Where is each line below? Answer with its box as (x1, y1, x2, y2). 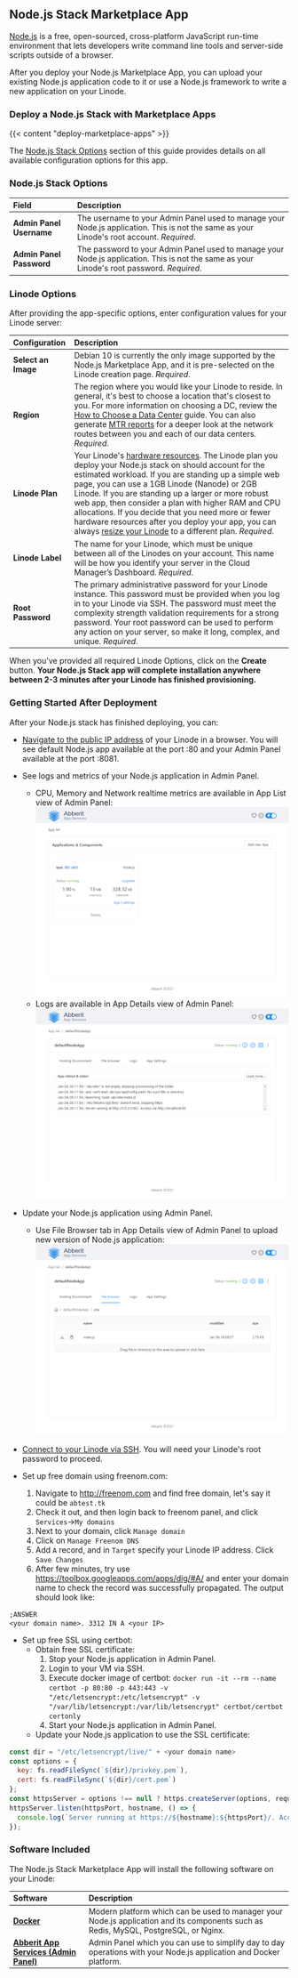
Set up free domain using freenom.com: (21, 1470, 169, 1481)
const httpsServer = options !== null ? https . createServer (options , (9, 1795, 272, 1804)
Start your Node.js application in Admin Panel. (48, 1719, 217, 1730)
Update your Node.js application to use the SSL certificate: (35, 1729, 250, 1740)
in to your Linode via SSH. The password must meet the (74, 598, 277, 609)
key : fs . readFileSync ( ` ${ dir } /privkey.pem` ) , (17, 1766, 189, 1775)
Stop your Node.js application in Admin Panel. (48, 1653, 216, 1664)
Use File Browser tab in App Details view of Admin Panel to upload (35, 1225, 278, 1236)
